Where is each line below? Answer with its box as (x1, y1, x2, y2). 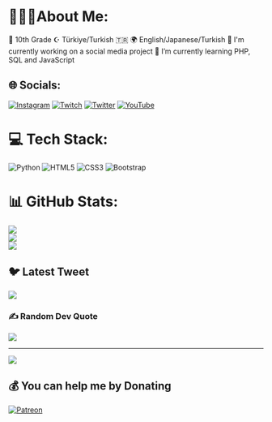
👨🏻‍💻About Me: (8, 7, 109, 26)
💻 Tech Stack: (8, 130, 108, 149)
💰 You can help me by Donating (8, 379, 172, 393)
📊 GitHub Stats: (8, 192, 119, 210)
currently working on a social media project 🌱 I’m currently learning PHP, (8, 46, 251, 56)
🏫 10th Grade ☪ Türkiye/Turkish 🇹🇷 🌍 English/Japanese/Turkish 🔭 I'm (8, 34, 244, 44)
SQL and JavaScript (8, 54, 75, 64)
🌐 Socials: (8, 79, 62, 93)
